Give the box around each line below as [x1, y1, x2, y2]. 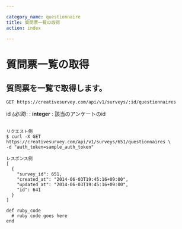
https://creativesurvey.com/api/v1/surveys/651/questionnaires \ [6, 139, 171, 145]
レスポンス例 [6, 156, 33, 162]
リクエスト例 [6, 128, 33, 134]
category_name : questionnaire [6, 14, 81, 20]
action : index [6, 25, 41, 31]
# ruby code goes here [11, 213, 68, 219]
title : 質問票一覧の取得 [6, 19, 60, 26]
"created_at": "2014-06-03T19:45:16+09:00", [17, 177, 129, 183]
